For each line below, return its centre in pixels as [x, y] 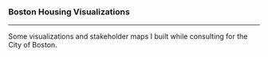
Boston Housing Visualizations [69, 12]
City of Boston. [33, 45]
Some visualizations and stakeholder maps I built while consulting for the [128, 36]
